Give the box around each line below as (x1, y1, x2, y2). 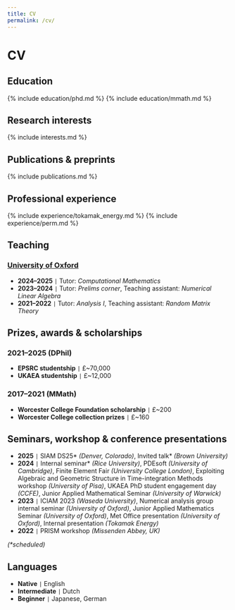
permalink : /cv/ (7, 17, 55, 24)
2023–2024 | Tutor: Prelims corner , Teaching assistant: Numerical (17, 283, 212, 293)
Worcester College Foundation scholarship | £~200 (17, 405, 172, 413)
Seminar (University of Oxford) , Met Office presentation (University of (17, 512, 220, 520)
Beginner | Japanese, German (17, 594, 107, 603)
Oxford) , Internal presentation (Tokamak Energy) (17, 519, 159, 527)
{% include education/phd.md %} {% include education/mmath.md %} (7, 94, 212, 102)
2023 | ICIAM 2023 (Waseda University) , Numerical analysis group (17, 496, 214, 505)
